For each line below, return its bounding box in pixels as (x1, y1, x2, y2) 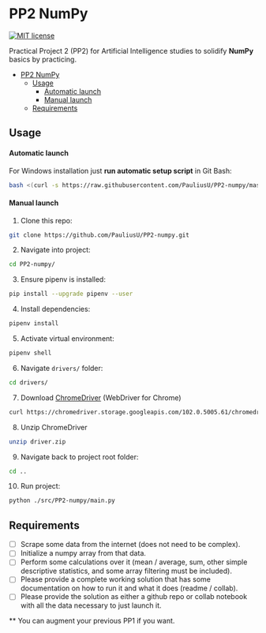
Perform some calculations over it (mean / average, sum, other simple (20, 557, 248, 567)
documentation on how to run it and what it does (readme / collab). (20, 583, 238, 593)
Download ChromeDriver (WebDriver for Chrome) (20, 392, 182, 403)
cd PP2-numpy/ (9, 260, 56, 268)
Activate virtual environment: (20, 334, 114, 343)
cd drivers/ (9, 378, 48, 387)
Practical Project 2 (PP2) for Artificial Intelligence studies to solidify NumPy (9, 46, 254, 55)
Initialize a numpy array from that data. (20, 549, 147, 558)
